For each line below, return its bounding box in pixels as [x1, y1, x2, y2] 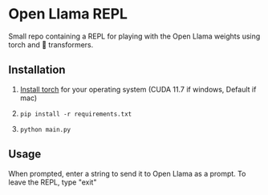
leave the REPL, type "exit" [8, 177, 97, 187]
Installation [8, 63, 66, 77]
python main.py [19, 125, 71, 133]
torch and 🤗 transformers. [8, 39, 94, 49]
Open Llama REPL [8, 5, 128, 23]
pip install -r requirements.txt [19, 110, 132, 118]
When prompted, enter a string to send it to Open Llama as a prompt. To [8, 169, 246, 178]
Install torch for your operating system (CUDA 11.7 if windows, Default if [19, 84, 257, 94]
